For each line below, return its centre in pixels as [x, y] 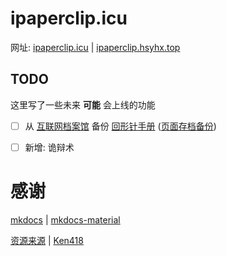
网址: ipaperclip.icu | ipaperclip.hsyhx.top [95, 47]
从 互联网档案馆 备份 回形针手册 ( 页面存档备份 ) [120, 126]
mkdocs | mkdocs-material [65, 219]
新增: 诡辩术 [49, 147]
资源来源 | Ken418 [47, 240]
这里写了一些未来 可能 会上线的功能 [83, 104]
